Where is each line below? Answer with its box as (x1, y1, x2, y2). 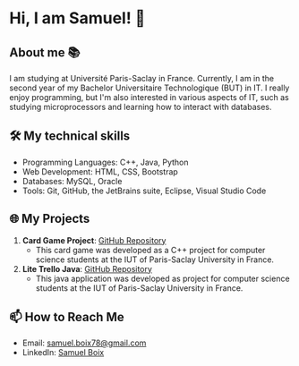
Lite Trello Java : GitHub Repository (21, 263, 152, 274)
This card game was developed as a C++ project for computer (35, 244, 266, 255)
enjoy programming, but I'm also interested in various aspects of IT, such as (9, 92, 289, 102)
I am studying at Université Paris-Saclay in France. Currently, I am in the (9, 73, 275, 83)
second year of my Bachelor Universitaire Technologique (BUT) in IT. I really (9, 82, 290, 93)
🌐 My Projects (9, 211, 90, 226)
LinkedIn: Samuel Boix (21, 347, 105, 358)
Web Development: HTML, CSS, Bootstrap (21, 166, 179, 177)
